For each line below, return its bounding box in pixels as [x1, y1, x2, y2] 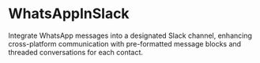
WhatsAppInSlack [8, 5, 130, 23]
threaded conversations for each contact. [8, 47, 144, 57]
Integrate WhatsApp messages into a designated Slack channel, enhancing [8, 31, 253, 40]
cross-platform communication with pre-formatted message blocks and [8, 39, 242, 48]
